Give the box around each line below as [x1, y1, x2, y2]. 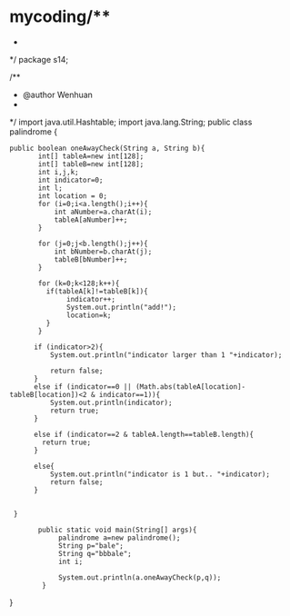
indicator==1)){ [98, 390, 161, 399]
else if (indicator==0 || [33, 382, 132, 392]
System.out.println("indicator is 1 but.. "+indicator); [49, 470, 271, 479]
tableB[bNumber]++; [54, 254, 128, 264]
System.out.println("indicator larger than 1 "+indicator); [49, 350, 283, 360]
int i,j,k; [37, 167, 79, 176]
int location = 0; [37, 191, 107, 201]
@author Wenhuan [22, 89, 94, 100]
